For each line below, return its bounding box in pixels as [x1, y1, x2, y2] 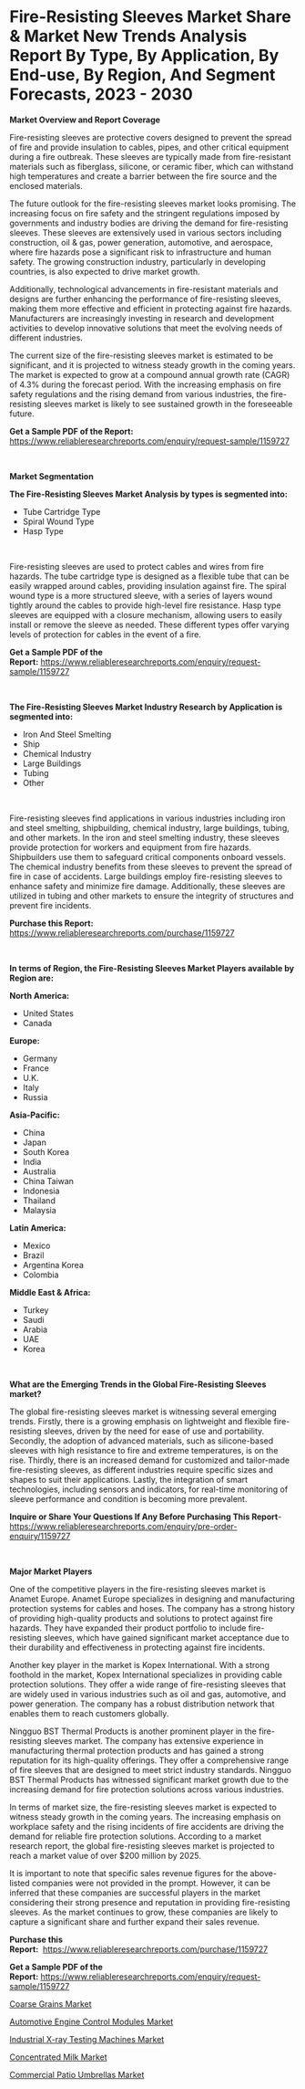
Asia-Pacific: [9, 1109, 61, 1120]
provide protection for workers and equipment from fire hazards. [9, 842, 252, 853]
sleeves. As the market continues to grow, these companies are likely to [9, 1906, 279, 1917]
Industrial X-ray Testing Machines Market [9, 2033, 165, 2044]
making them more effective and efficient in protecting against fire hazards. [9, 303, 293, 314]
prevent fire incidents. [9, 899, 92, 910]
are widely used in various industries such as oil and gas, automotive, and [9, 1688, 287, 1699]
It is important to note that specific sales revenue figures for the [9, 1867, 249, 1878]
